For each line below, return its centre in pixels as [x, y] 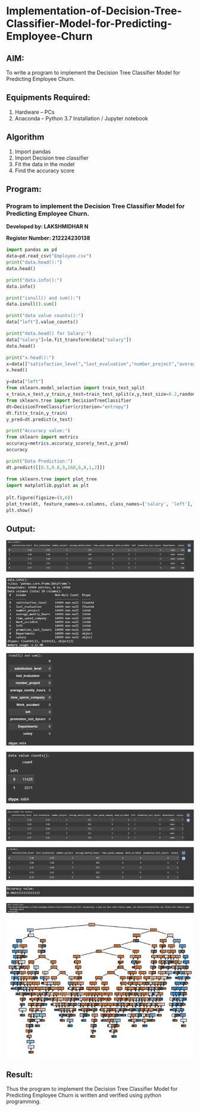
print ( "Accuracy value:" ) [38, 431]
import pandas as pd [32, 250]
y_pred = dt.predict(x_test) [40, 419]
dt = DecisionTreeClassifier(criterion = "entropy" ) [68, 406]
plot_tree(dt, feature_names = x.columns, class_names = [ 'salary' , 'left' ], [100, 504]
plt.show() [20, 511]
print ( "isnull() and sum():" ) [44, 298]
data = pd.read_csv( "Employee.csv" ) [49, 256]
